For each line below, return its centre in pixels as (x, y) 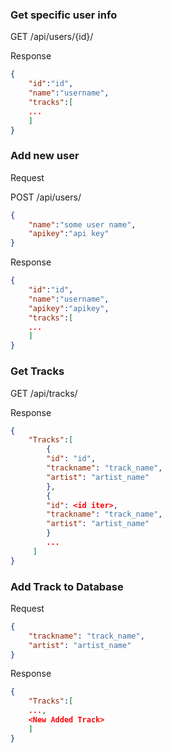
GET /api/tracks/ (44, 393)
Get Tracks (37, 371)
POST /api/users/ (46, 197)
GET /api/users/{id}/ (52, 37)
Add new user (45, 156)
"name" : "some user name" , (82, 224)
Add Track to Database (67, 586)
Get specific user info (64, 15)
